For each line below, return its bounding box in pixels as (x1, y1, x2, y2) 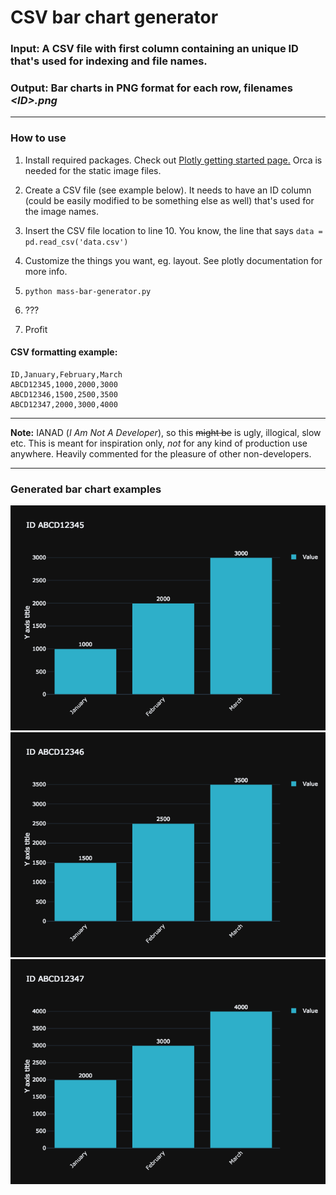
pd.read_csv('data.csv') (24, 237, 129, 247)
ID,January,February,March (10, 369, 123, 380)
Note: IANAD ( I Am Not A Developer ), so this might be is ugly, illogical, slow (10, 426, 322, 438)
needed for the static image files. (24, 164, 162, 176)
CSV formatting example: (10, 346, 118, 358)
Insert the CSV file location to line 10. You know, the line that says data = (24, 224, 323, 236)
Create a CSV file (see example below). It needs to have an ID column (24, 184, 312, 196)
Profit (24, 323, 48, 335)
